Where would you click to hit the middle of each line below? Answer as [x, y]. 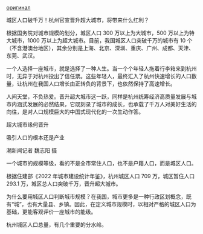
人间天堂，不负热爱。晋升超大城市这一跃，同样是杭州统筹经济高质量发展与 [99, 96]
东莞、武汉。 [22, 55]
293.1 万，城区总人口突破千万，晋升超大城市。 [64, 184]
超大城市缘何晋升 [27, 125]
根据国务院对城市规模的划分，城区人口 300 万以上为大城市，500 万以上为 [98, 33]
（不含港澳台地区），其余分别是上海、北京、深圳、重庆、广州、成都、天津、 [100, 48]
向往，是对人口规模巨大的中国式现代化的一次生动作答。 [75, 112]
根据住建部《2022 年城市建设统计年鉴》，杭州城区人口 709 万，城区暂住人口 [101, 176]
